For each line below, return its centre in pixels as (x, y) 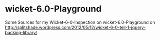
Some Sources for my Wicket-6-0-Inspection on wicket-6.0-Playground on (80, 22)
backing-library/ (21, 32)
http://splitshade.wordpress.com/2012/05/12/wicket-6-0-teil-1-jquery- (75, 27)
